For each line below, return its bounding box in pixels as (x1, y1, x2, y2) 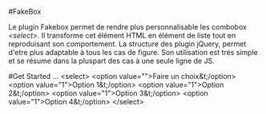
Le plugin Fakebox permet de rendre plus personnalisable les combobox (8, 22, 247, 31)
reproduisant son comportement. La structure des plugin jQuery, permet (8, 39, 247, 49)
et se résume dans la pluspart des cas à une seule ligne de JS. (8, 56, 215, 65)
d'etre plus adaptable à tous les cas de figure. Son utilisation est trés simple (8, 48, 258, 57)
